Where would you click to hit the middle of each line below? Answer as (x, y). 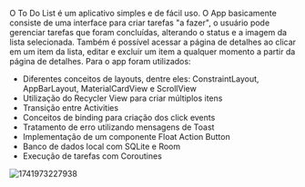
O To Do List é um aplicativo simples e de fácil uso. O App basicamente (143, 13)
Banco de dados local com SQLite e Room (102, 146)
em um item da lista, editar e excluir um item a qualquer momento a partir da (152, 52)
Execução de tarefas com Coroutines (92, 156)
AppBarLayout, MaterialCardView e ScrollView (110, 89)
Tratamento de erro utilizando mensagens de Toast (118, 127)
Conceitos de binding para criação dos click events (119, 118)
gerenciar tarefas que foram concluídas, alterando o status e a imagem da (148, 32)
